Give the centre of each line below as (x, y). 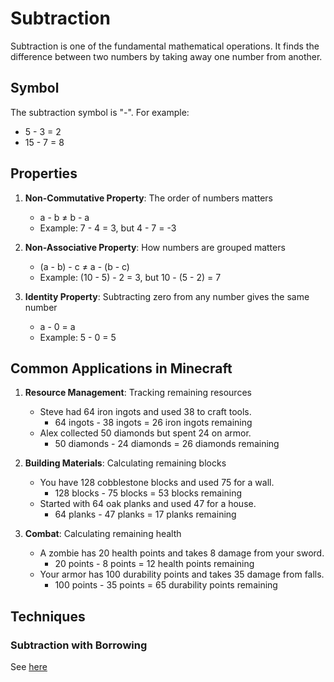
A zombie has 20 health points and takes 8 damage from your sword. (182, 553)
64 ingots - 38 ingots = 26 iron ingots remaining (153, 423)
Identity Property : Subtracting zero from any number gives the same (167, 296)
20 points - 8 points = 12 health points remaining (154, 564)
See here (29, 667)
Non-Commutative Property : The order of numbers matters (148, 198)
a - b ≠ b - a (64, 217)
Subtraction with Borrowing (79, 645)
